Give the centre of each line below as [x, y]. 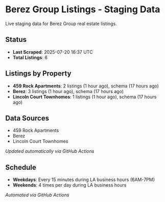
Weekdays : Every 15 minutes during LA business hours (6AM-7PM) [84, 179]
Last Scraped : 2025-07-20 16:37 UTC [53, 52]
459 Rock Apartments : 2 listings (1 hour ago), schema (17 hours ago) [86, 86]
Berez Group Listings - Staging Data [83, 9]
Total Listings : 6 [30, 57]
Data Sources [27, 118]
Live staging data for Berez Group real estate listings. [61, 24]
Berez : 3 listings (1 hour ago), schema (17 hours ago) [68, 91]
